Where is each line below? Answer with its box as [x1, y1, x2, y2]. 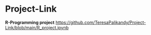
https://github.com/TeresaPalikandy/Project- [55, 19, 147, 25]
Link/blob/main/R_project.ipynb [5, 24, 69, 30]
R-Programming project [5, 19, 55, 25]
